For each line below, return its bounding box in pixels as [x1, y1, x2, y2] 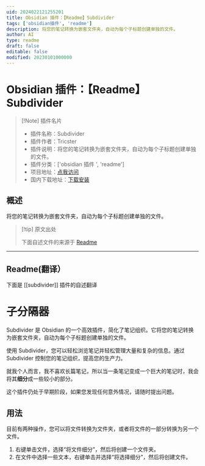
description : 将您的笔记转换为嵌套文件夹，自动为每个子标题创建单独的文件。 [6, 26, 178, 32]
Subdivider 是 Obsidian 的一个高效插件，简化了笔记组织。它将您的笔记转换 [6, 326, 194, 333]
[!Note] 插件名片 [21, 117, 62, 124]
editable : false [6, 49, 48, 55]
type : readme [6, 37, 40, 43]
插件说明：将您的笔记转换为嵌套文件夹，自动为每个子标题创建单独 [30, 145, 196, 153]
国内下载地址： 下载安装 [30, 175, 90, 183]
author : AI [6, 32, 34, 38]
